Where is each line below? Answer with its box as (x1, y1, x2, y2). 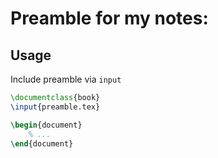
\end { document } (10, 138, 74, 149)
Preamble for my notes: (10, 7, 209, 30)
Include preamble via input (10, 73, 122, 85)
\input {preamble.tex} (10, 102, 101, 112)
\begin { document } (10, 120, 83, 130)
